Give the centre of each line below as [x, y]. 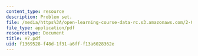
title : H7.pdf [24, 38]
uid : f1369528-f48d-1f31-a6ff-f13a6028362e [60, 44]
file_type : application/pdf [41, 28]
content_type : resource [35, 11]
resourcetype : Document [35, 33]
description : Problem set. [39, 17]
